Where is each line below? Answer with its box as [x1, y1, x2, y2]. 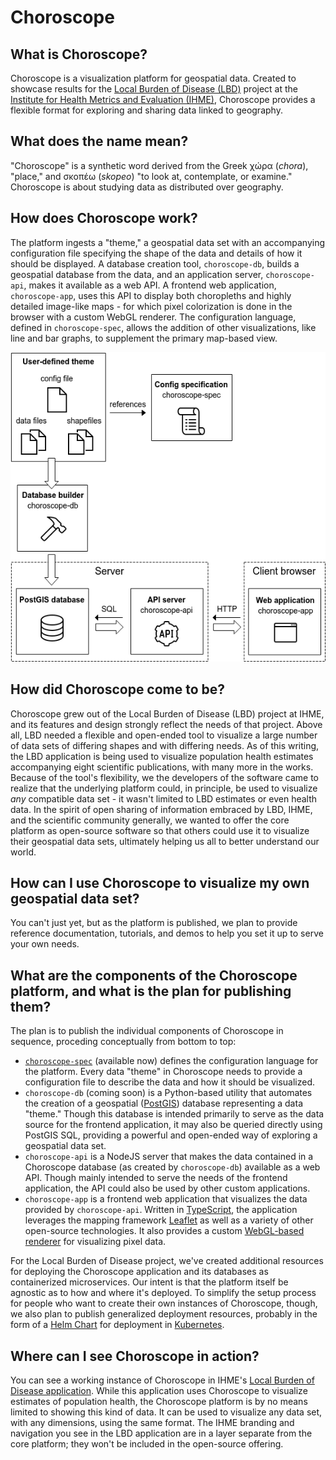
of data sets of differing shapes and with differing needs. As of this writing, [10, 739, 320, 751]
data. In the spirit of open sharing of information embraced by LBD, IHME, [10, 803, 313, 815]
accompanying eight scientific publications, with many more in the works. [10, 761, 314, 773]
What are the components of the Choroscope [10, 967, 298, 984]
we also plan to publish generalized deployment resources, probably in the [10, 1308, 318, 1320]
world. [10, 846, 37, 858]
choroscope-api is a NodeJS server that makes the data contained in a [24, 1151, 314, 1163]
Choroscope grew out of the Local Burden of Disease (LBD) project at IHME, [10, 707, 325, 720]
